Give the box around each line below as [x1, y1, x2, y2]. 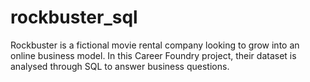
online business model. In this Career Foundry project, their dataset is [10, 49, 297, 61]
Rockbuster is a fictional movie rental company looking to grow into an [10, 39, 300, 51]
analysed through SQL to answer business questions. [10, 60, 230, 72]
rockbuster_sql [10, 6, 138, 29]
